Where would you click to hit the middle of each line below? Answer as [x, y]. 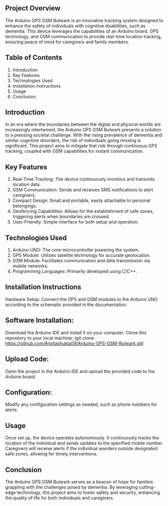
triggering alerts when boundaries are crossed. [61, 216]
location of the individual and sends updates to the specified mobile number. [84, 443]
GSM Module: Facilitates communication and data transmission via [81, 261]
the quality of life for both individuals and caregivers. [60, 497]
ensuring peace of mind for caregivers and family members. [67, 42]
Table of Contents [34, 58]
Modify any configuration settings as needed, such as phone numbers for [81, 404]
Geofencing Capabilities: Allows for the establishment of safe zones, [83, 211]
